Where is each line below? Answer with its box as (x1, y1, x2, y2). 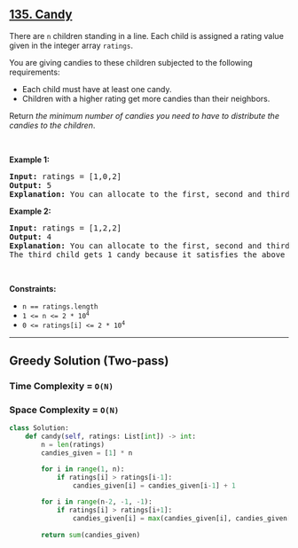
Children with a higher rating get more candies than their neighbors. (21, 93, 271, 104)
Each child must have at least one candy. (21, 83, 172, 94)
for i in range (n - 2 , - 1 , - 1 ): (41, 497, 153, 506)
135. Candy (9, 7, 73, 22)
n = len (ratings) (41, 441, 105, 450)
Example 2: (9, 206, 51, 216)
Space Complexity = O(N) (9, 403, 120, 416)
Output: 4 (9, 231, 51, 242)
